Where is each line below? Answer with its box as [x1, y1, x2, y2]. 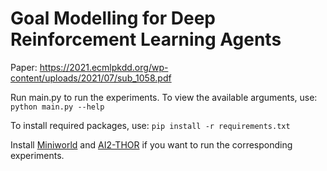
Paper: [10, 61, 38, 73]
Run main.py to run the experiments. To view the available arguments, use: [10, 91, 318, 103]
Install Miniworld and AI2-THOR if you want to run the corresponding [10, 138, 293, 151]
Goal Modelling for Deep [10, 7, 217, 30]
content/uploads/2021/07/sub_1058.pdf [10, 72, 172, 84]
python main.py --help [10, 102, 105, 112]
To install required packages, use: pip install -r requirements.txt [10, 119, 291, 131]
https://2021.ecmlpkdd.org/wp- [39, 61, 169, 73]
